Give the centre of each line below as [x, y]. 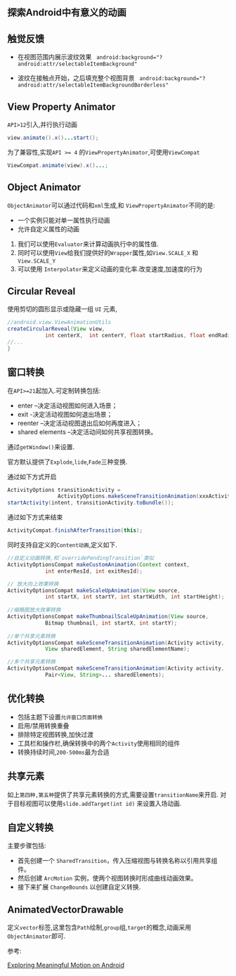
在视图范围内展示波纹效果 [54, 57]
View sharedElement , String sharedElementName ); [117, 649]
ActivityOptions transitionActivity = [64, 490]
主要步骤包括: [27, 846]
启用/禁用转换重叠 [43, 725]
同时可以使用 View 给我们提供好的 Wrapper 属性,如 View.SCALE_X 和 [108, 252]
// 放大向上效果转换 [33, 584]
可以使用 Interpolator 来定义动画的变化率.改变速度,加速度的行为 [110, 268]
